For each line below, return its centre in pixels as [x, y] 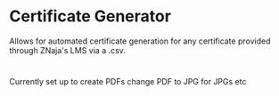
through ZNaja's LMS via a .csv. [68, 50]
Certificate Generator [90, 16]
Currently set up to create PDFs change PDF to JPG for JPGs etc [128, 82]
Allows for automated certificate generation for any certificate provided [140, 41]
